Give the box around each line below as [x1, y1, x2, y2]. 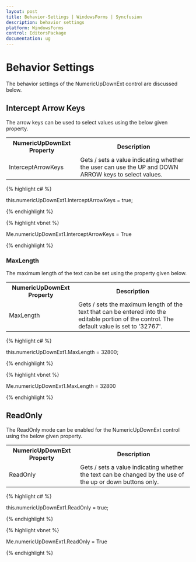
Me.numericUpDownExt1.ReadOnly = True [6, 538, 108, 545]
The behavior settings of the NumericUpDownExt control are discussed [6, 80, 178, 87]
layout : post [6, 8, 38, 15]
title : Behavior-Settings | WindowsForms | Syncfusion [6, 14, 142, 20]
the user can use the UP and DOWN [80, 163, 178, 171]
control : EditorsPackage [6, 30, 66, 36]
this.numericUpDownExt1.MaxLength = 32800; [6, 349, 118, 356]
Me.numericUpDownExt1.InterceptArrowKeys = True [6, 230, 132, 237]
